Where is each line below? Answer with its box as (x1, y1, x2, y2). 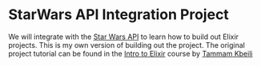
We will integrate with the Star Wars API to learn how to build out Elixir (8, 32, 239, 41)
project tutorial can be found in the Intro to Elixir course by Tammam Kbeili (8, 49, 253, 58)
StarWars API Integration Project (8, 6, 230, 24)
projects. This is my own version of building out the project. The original (8, 40, 246, 49)
